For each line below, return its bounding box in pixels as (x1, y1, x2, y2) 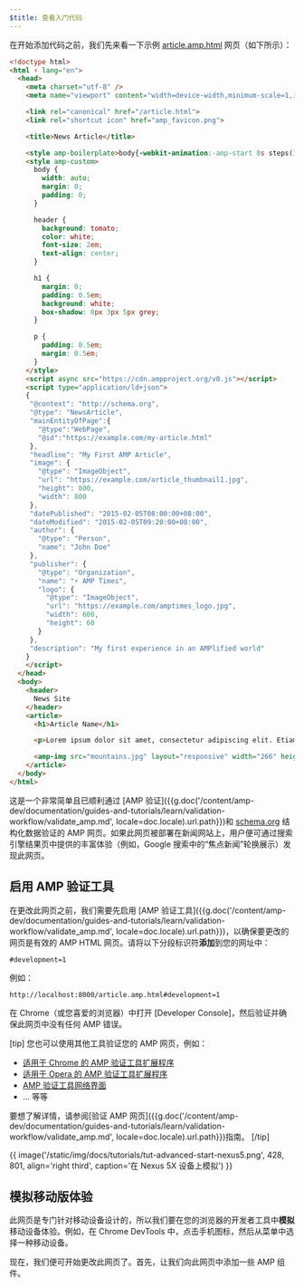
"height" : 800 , (37, 484, 95, 493)
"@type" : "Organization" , (37, 568, 136, 577)
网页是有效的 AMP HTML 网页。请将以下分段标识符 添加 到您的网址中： (9, 936, 271, 947)
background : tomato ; (42, 224, 119, 233)
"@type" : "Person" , (37, 534, 111, 543)
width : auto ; (42, 174, 91, 183)
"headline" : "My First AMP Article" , (29, 450, 172, 459)
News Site (33, 694, 71, 703)
